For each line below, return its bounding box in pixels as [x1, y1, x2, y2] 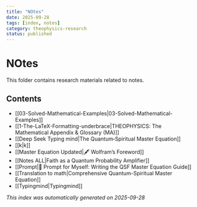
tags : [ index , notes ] [6, 20, 60, 26]
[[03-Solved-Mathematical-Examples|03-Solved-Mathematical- [14, 109, 173, 117]
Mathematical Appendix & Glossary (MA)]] [14, 129, 120, 136]
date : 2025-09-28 [6, 14, 50, 20]
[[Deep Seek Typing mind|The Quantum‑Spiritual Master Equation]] [14, 135, 181, 142]
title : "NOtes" [6, 8, 44, 15]
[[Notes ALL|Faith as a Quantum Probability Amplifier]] [14, 157, 150, 164]
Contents [6, 94, 42, 104]
